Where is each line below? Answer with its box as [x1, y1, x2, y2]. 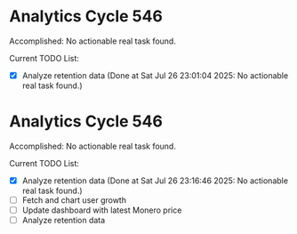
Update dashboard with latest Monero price [21, 205, 182, 215]
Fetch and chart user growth [21, 195, 127, 206]
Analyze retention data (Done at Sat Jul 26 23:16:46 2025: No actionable [21, 175, 289, 186]
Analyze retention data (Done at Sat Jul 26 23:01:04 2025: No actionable [21, 69, 289, 81]
